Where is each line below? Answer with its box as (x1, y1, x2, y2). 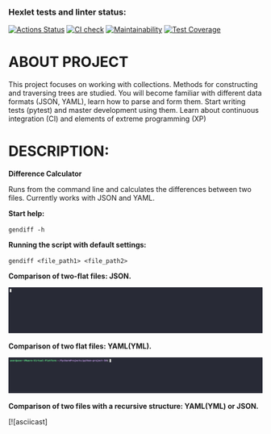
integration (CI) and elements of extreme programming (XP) (8, 114, 207, 123)
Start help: (8, 209, 45, 219)
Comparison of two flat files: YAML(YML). (8, 341, 152, 351)
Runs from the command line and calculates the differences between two (8, 185, 252, 194)
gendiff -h (8, 226, 45, 234)
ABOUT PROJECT (8, 53, 129, 71)
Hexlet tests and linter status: (8, 6, 127, 18)
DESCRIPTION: (8, 142, 110, 161)
